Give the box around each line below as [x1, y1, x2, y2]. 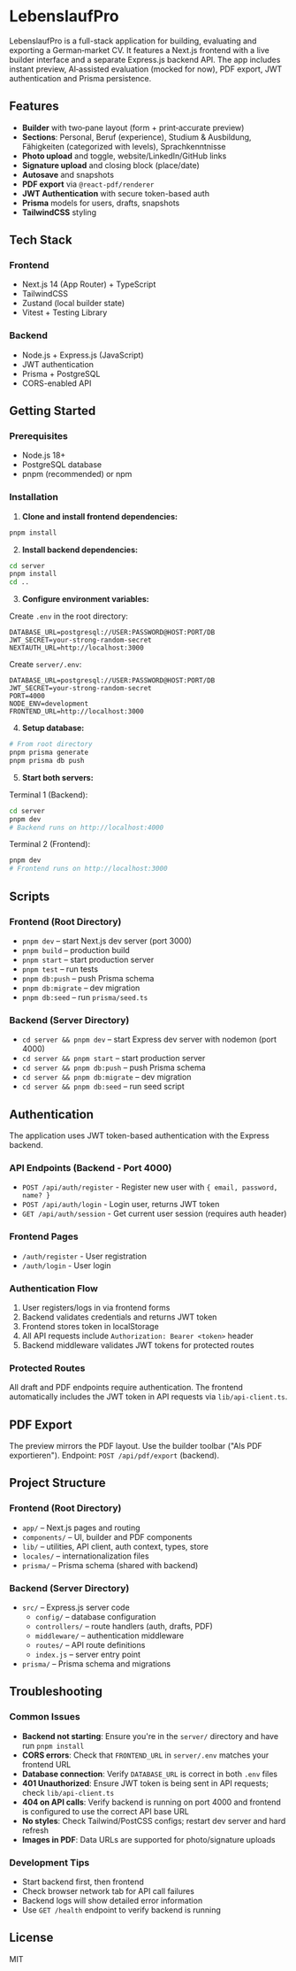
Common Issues [9, 1711, 81, 1723]
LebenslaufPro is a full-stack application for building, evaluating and [9, 35, 257, 46]
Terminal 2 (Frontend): [9, 839, 91, 850]
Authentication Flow [9, 1282, 99, 1294]
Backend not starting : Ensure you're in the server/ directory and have [21, 1730, 279, 1741]
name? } [21, 1191, 50, 1200]
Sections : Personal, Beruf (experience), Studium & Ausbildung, [21, 131, 252, 142]
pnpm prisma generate [9, 748, 89, 758]
